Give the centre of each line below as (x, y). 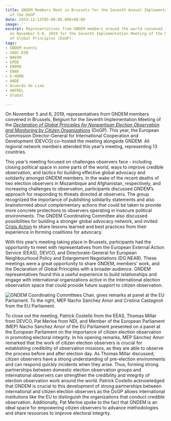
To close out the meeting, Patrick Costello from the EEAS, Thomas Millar (81, 316)
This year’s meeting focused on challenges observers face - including (78, 162)
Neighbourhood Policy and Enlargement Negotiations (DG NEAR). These (81, 258)
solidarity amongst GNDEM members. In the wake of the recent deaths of (82, 178)
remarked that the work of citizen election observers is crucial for (74, 343)
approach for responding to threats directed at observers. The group (77, 194)
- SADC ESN (17, 52)
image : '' (16, 24)
